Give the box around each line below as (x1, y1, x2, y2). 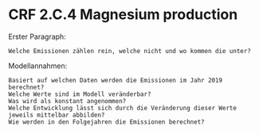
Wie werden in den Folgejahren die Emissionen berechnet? (8, 117, 205, 126)
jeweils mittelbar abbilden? (8, 111, 105, 119)
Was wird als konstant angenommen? (8, 97, 127, 105)
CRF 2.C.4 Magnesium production (8, 6, 238, 24)
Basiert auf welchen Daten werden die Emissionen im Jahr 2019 (8, 76, 223, 84)
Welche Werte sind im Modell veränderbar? (8, 90, 151, 98)
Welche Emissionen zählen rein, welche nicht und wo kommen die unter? (8, 47, 251, 55)
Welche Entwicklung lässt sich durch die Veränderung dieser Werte (8, 104, 237, 112)
